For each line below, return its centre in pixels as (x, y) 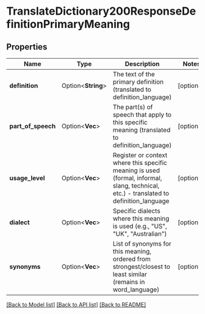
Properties (27, 47)
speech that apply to (142, 115)
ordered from (132, 259)
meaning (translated (142, 130)
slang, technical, (136, 186)
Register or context (140, 155)
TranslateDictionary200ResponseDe (101, 11)
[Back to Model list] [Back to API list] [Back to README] (76, 305)
